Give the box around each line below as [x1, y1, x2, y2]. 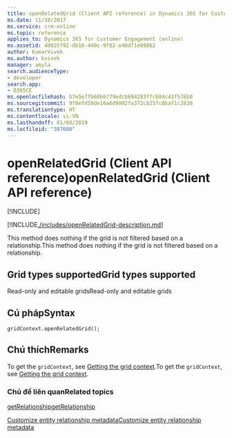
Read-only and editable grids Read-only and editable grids [7, 287, 173, 295]
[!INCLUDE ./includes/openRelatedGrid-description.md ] [7, 221, 164, 229]
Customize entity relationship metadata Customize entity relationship [7, 416, 202, 424]
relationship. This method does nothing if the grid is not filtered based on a [7, 241, 218, 250]
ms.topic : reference [7, 29, 67, 37]
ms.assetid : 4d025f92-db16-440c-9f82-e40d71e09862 [7, 42, 156, 49]
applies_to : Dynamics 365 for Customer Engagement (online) [7, 36, 184, 43]
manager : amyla [7, 61, 51, 68]
